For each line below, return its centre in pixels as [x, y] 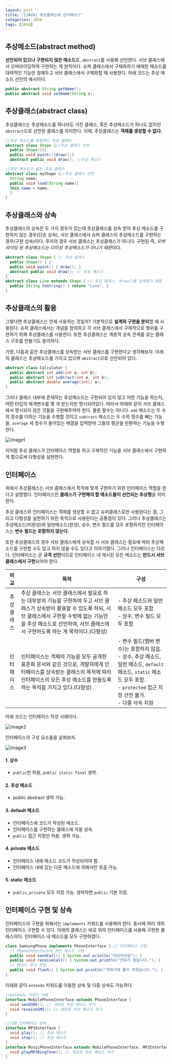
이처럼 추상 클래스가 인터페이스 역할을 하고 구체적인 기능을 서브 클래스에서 [79, 450]
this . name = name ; [30, 188]
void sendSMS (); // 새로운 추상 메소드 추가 [53, 1004]
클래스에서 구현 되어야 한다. [32, 561]
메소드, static [134, 672]
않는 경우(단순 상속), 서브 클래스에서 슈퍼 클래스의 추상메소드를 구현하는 [90, 235]
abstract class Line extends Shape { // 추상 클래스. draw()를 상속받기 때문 [84, 281]
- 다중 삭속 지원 [135, 702]
